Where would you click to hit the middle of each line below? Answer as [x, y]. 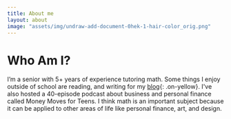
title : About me [30, 13]
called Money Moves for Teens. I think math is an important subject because [115, 101]
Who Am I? [39, 60]
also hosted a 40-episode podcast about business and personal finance [109, 94]
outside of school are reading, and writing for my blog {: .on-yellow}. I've [110, 87]
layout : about [28, 20]
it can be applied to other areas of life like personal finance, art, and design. [114, 109]
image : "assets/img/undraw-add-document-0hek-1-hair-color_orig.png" [109, 26]
